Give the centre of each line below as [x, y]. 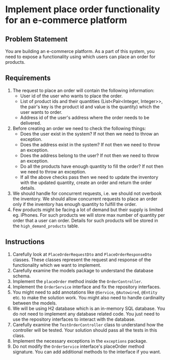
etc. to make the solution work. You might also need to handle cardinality [89, 297]
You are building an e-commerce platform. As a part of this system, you [80, 51]
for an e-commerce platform [66, 20]
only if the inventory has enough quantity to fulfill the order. [75, 204]
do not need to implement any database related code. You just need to [86, 314]
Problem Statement [37, 39]
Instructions [25, 242]
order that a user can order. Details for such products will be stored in [85, 220]
